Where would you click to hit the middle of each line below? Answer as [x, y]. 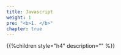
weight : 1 [19, 18]
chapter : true [24, 29]
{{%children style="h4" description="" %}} [61, 46]
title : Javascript [30, 12]
